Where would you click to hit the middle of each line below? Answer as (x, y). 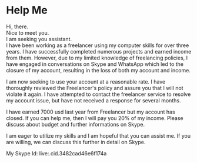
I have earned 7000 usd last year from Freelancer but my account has (91, 112)
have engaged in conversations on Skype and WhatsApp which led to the (95, 64)
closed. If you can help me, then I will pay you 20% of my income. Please (95, 118)
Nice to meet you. (28, 32)
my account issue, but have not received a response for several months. (94, 100)
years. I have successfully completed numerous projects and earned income (99, 51)
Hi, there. (17, 26)
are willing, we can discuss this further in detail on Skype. (76, 142)
